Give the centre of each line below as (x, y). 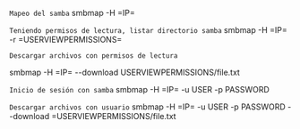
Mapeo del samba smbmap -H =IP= (73, 13)
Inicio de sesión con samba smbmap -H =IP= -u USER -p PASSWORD (140, 89)
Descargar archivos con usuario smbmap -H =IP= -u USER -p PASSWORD (148, 107)
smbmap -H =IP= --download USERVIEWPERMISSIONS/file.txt (124, 72)
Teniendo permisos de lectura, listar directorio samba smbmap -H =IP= (149, 30)
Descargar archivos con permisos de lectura (94, 56)
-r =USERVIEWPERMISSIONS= (66, 40)
